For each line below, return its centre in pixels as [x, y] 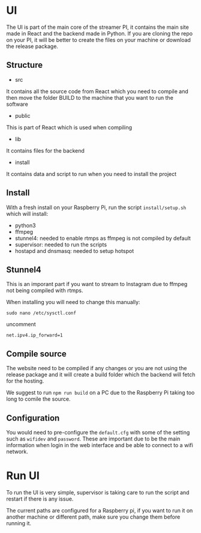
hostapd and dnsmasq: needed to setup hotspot [74, 251]
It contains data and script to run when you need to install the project [91, 174]
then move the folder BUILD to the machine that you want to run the [90, 97]
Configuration [33, 418]
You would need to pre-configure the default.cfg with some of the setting [98, 432]
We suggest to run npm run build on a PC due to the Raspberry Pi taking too [100, 393]
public [22, 115]
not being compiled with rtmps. [45, 291]
